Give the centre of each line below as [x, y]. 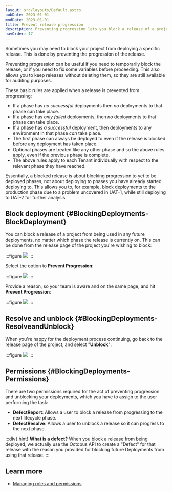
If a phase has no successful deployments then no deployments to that [88, 106]
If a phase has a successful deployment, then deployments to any [82, 127]
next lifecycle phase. [35, 418]
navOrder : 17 [19, 34]
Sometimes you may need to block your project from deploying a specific [83, 49]
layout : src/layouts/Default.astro [43, 10]
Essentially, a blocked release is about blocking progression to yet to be [81, 176]
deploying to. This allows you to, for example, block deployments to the [81, 187]
